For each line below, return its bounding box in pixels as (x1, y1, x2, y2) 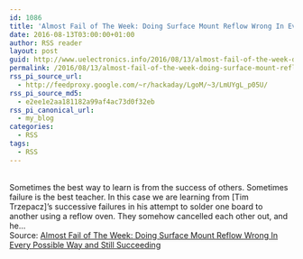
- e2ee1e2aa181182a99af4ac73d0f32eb (17, 97, 155, 106)
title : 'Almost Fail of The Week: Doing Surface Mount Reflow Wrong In (9, 22, 284, 31)
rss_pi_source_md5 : (9, 88, 83, 97)
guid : (9, 55, 30, 64)
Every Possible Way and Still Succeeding (9, 239, 161, 250)
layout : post (9, 47, 59, 56)
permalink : (9, 64, 50, 73)
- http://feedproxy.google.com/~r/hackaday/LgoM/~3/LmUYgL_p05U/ (17, 80, 269, 89)
